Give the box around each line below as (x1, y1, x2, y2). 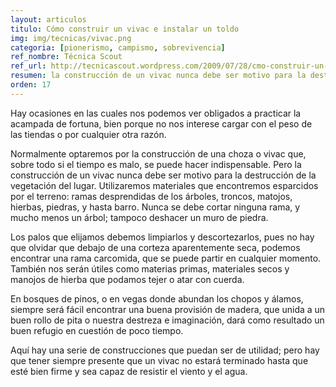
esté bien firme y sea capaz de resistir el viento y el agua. (10, 365, 248, 377)
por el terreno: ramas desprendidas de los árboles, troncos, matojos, (10, 190, 293, 202)
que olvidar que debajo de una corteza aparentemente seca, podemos (10, 241, 301, 253)
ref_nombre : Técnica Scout (10, 52, 123, 62)
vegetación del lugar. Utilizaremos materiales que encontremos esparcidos (10, 179, 319, 191)
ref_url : (10, 61, 47, 71)
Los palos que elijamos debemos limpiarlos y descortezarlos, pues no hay (10, 231, 315, 243)
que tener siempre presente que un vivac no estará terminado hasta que (10, 354, 309, 366)
